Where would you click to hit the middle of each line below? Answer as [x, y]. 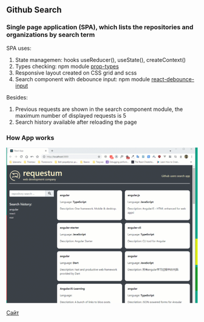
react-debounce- [173, 79]
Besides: [17, 97]
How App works [30, 138]
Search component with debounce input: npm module [83, 79]
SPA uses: [19, 48]
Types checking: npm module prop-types [67, 66]
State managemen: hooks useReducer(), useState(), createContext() [100, 59]
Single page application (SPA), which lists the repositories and [100, 27]
